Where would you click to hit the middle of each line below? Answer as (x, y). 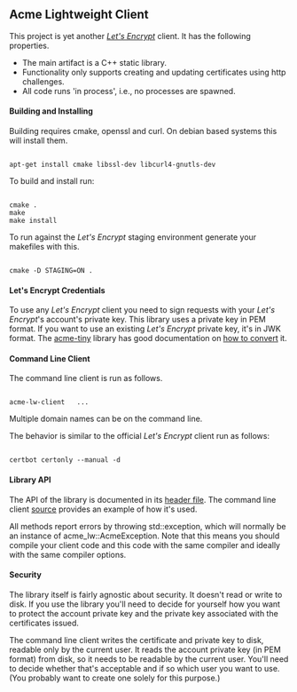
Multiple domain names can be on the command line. (106, 419)
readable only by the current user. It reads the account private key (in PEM (145, 649)
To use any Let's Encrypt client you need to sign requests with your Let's (142, 310)
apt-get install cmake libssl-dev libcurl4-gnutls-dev (113, 165)
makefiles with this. (44, 247)
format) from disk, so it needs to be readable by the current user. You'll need (149, 659)
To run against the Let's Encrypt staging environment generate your (133, 237)
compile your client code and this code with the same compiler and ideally (145, 545)
